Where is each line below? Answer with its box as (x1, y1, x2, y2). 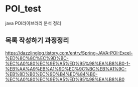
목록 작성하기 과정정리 (5, 36, 69, 45)
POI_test (5, 3, 42, 14)
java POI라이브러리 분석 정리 (5, 20, 61, 26)
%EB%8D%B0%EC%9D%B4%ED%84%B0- (5, 71, 98, 77)
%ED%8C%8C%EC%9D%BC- (5, 55, 69, 61)
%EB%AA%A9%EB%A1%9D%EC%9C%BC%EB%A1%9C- (5, 65, 127, 71)
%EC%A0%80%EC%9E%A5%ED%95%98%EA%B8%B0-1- (5, 60, 130, 66)
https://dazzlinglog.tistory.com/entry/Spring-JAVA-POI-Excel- (5, 49, 133, 55)
